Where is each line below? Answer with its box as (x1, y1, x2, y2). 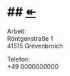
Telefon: (7, 55, 31, 63)
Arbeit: (7, 27, 26, 35)
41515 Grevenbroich (7, 41, 63, 50)
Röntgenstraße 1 (7, 34, 54, 42)
